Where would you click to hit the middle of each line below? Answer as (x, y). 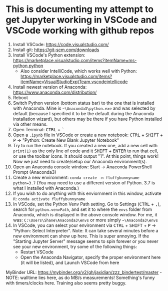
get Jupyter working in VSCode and (81, 20)
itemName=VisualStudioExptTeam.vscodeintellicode (74, 82)
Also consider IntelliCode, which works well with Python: (78, 71)
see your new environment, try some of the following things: (75, 246)
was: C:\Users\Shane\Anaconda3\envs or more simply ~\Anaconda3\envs (85, 220)
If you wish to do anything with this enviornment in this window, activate (87, 193)
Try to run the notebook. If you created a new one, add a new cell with (85, 145)
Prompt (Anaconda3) (34, 172)
